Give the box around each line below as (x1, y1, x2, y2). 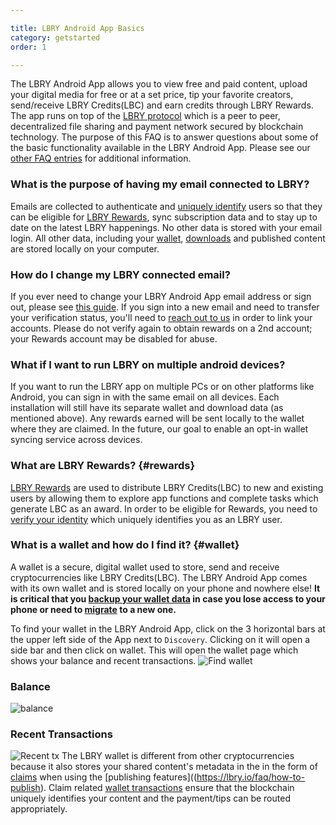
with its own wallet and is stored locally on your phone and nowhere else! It (10, 582, 321, 594)
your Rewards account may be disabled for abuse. (10, 332, 218, 345)
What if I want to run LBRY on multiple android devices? (10, 357, 286, 371)
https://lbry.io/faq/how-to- (196, 771, 306, 783)
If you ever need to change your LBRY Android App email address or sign (10, 290, 312, 302)
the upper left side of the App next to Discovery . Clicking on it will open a (10, 633, 311, 645)
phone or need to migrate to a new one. (10, 603, 177, 615)
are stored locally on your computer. (10, 242, 160, 255)
